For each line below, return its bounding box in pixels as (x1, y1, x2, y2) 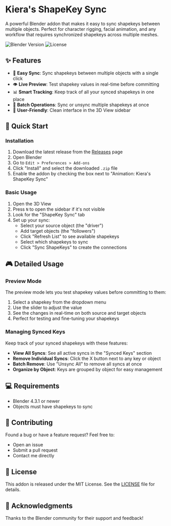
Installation (5, 137, 34, 145)
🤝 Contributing (5, 418, 53, 427)
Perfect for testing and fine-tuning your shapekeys (12, 315, 119, 321)
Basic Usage (5, 189, 37, 196)
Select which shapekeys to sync (20, 238, 88, 245)
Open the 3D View (12, 200, 52, 207)
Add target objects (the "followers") (20, 228, 95, 234)
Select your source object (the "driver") (20, 222, 104, 229)
